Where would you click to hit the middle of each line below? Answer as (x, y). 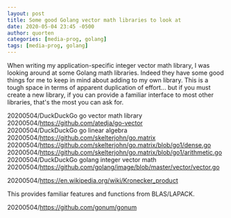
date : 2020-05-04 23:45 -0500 (51, 26)
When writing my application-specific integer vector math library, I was (109, 65)
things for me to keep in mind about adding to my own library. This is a (108, 80)
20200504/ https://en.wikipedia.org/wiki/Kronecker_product (93, 180)
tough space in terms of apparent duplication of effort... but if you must (109, 88)
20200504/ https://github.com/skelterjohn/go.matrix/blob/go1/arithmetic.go (115, 152)
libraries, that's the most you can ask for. (66, 102)
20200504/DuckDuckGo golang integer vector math (82, 160)
